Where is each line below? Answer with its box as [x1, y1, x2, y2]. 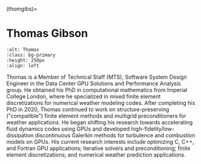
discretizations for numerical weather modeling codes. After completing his [6, 99, 196, 106]
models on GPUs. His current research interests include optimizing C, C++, [6, 138, 194, 145]
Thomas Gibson [6, 27, 88, 40]
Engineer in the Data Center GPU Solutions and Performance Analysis [6, 79, 182, 87]
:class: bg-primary [6, 52, 56, 58]
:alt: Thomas [6, 46, 40, 52]
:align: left [6, 62, 40, 69]
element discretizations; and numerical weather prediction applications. [6, 151, 186, 158]
